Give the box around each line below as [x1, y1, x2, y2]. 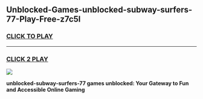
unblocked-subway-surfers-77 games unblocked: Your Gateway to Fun [6, 79, 189, 86]
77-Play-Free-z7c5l [6, 14, 81, 25]
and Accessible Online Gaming [6, 86, 85, 93]
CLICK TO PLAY [6, 32, 53, 41]
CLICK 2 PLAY [6, 55, 48, 63]
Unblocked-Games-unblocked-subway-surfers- [6, 5, 193, 15]
